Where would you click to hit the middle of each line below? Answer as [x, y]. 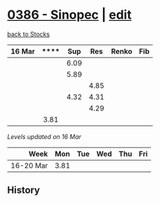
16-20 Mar [29, 165]
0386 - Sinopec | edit [69, 15]
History [24, 190]
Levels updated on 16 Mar [44, 136]
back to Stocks [28, 34]
